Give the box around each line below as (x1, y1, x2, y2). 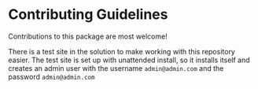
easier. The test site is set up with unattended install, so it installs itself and (8, 55, 250, 65)
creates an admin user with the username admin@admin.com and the (8, 63, 224, 72)
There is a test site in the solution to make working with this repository (8, 46, 236, 56)
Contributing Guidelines (8, 6, 168, 24)
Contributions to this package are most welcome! (8, 32, 168, 41)
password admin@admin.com (8, 72, 95, 81)
